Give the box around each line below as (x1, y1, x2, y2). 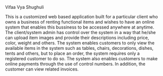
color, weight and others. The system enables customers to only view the (5, 40, 155, 46)
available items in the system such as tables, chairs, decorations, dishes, (5, 45, 154, 51)
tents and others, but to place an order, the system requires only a (5, 50, 140, 56)
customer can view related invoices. (5, 66, 79, 72)
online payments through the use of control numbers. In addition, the (5, 61, 146, 67)
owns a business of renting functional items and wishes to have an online (5, 19, 155, 25)
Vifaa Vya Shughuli (5, 4, 44, 10)
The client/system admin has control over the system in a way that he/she (5, 30, 156, 35)
